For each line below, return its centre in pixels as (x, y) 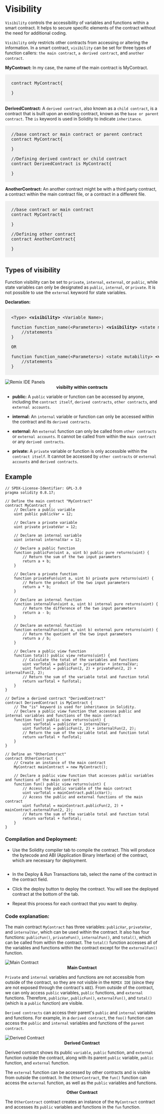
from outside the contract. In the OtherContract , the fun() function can (76, 1078)
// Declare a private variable (46, 522)
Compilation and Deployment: (41, 839)
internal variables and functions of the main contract (63, 716)
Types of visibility (33, 270)
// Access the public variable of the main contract (77, 788)
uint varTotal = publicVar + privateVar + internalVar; (81, 664)
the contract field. (30, 879)
